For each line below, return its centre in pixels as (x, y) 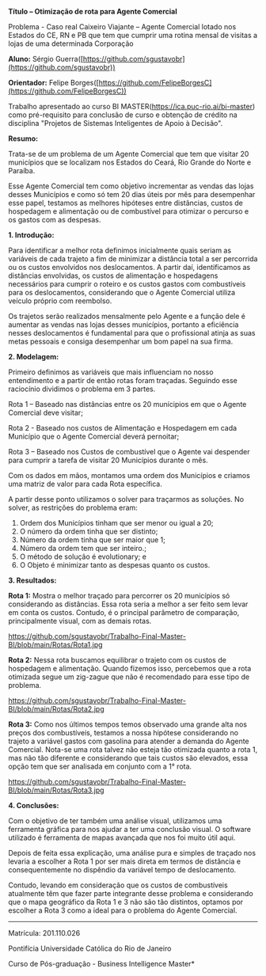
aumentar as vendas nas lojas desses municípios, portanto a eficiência (123, 325)
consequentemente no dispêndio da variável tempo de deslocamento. (122, 870)
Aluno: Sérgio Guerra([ (46, 59)
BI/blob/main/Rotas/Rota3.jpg (56, 790)
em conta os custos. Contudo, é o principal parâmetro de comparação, (124, 612)
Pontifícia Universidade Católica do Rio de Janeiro (90, 948)
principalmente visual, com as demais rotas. (80, 621)
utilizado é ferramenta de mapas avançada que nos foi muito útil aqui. (122, 837)
